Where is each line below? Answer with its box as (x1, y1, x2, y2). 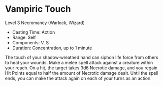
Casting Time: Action (12, 29, 55, 35)
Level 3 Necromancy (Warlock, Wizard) (5, 20, 85, 26)
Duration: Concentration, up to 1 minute (12, 45, 92, 51)
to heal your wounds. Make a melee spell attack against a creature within (5, 59, 153, 65)
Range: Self (12, 34, 36, 40)
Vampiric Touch (5, 3, 71, 15)
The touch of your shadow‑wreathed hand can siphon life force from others (5, 54, 159, 60)
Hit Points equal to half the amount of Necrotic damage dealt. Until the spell (5, 70, 159, 76)
